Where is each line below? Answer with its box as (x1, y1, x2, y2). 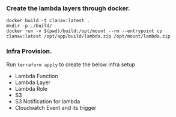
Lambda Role (14, 85, 48, 92)
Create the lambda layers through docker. (6, 4, 130, 13)
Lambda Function (14, 72, 58, 79)
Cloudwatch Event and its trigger (14, 104, 97, 111)
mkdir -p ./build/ (6, 23, 52, 29)
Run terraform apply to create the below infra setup (6, 61, 135, 68)
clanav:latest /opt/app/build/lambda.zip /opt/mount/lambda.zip (6, 33, 171, 39)
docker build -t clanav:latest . (6, 18, 90, 24)
